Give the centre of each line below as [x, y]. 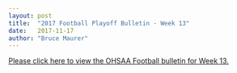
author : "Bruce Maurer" [49, 38]
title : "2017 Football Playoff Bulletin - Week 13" [99, 23]
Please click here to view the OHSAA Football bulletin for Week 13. [118, 61]
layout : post [30, 16]
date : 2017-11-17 [41, 30]
